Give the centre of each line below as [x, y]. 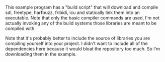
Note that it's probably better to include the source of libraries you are [78, 38]
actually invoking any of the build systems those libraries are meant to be [81, 23]
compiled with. [21, 28]
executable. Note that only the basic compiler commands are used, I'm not [82, 18]
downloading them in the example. [41, 54]
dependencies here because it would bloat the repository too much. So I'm [82, 49]
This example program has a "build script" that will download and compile [82, 7]
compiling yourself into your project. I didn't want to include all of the [77, 43]
